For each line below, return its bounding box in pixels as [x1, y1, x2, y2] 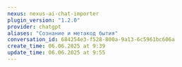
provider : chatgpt [7, 23, 61, 30]
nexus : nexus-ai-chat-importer [7, 10, 99, 17]
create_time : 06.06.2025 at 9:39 [7, 43, 106, 50]
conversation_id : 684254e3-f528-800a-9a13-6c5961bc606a [7, 36, 175, 43]
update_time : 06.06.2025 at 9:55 [7, 50, 106, 57]
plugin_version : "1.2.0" [7, 17, 80, 24]
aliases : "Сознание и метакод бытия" [7, 29, 119, 37]
